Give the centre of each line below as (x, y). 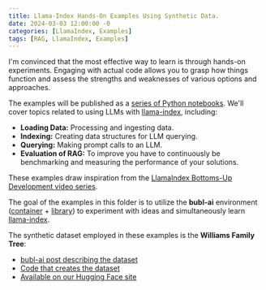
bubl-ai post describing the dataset (79, 260)
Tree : (17, 244)
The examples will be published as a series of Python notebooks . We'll (126, 103)
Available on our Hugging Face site (78, 277)
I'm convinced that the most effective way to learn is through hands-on (127, 62)
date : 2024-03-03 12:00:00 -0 (60, 24)
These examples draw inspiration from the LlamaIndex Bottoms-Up (120, 178)
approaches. (30, 88)
